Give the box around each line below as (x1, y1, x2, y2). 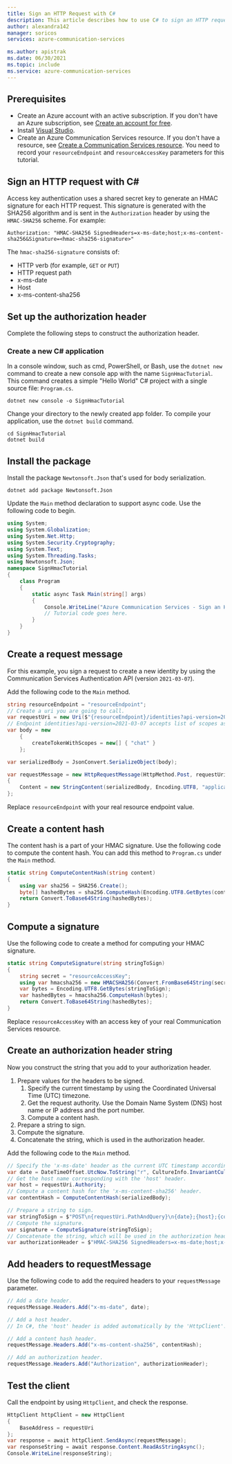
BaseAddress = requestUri (19, 1424, 95, 1431)
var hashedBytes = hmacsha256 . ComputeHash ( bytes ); (19, 992, 168, 999)
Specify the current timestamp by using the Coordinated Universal (27, 1084, 216, 1092)
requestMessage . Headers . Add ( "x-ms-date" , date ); (7, 1303, 150, 1310)
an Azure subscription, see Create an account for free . (17, 119, 173, 127)
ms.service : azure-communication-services (7, 67, 131, 75)
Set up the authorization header (7, 311, 147, 323)
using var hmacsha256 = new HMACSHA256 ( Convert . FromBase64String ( (19, 979, 215, 986)
